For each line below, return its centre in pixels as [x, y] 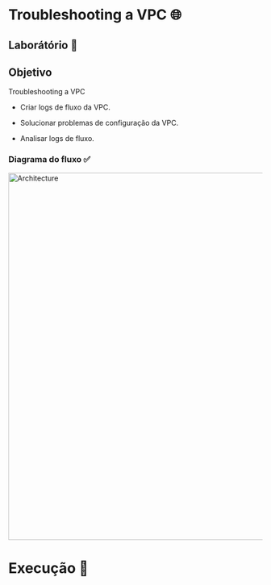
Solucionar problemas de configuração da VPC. [99, 123]
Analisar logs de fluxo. [57, 139]
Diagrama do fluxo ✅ [50, 160]
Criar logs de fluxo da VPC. [65, 107]
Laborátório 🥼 [43, 45]
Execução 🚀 [48, 568]
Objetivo [30, 72]
